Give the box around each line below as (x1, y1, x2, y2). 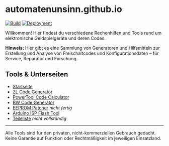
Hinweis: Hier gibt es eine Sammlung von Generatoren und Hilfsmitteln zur (5, 45, 160, 51)
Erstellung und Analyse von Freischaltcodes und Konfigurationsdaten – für (5, 50, 159, 56)
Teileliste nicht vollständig (12, 115, 67, 121)
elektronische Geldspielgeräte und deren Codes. (5, 35, 106, 41)
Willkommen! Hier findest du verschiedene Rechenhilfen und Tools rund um (5, 30, 162, 36)
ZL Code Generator (12, 89, 53, 95)
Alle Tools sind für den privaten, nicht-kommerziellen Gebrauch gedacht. (5, 129, 156, 136)
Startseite (12, 83, 33, 89)
